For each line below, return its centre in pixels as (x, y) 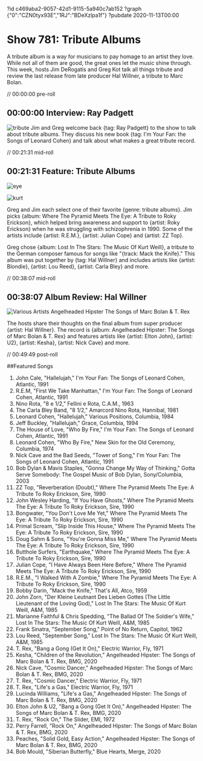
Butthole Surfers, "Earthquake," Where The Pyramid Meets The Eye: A (103, 552)
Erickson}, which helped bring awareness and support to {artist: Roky (93, 222)
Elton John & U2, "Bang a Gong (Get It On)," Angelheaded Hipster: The (104, 706)
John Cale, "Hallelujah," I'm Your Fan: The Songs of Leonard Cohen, (100, 378)
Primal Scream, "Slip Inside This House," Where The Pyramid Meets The (105, 526)
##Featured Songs (30, 366)
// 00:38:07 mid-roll (31, 278)
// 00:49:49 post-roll (32, 355)
